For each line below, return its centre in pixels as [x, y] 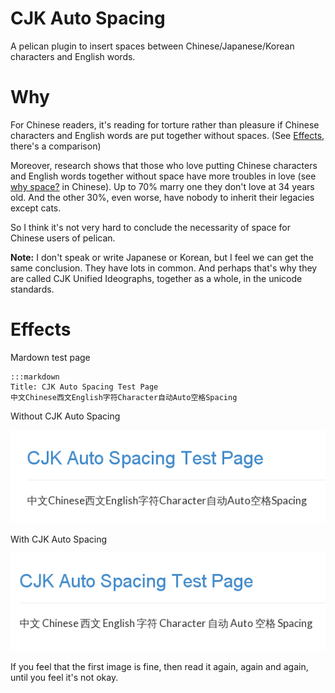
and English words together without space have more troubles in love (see [163, 176]
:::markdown [35, 377]
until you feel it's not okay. [64, 677]
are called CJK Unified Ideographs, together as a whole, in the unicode [156, 278]
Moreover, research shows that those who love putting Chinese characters [164, 165]
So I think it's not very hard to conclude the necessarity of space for [151, 227]
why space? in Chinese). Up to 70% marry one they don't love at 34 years [162, 186]
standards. [32, 289]
